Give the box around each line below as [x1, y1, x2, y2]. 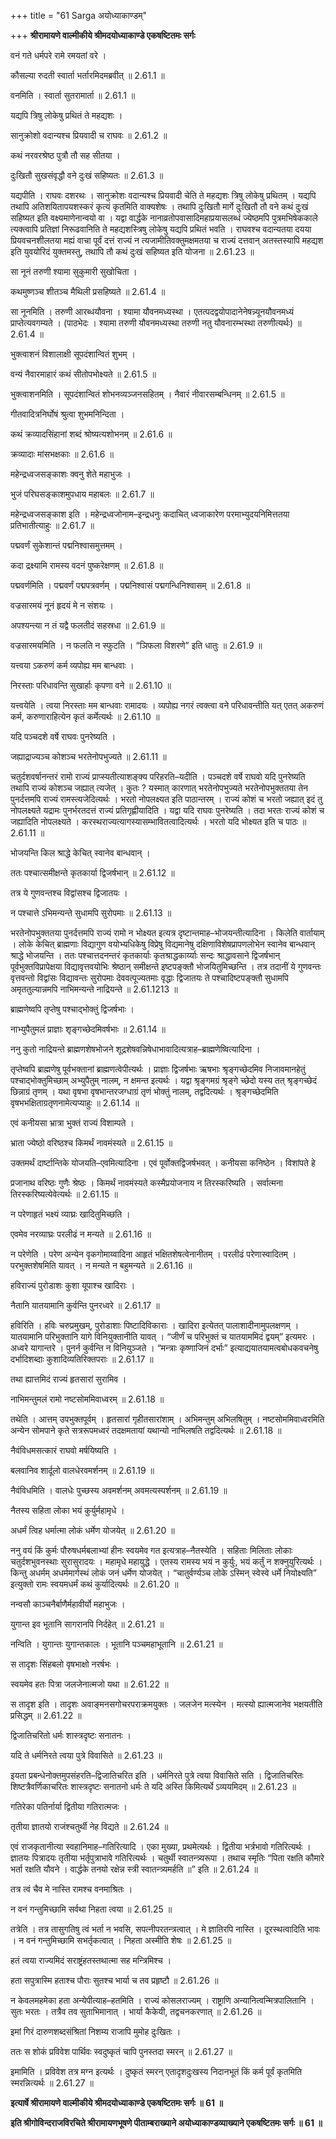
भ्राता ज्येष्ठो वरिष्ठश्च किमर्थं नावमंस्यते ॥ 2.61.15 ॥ [10, 1137, 173, 1149]
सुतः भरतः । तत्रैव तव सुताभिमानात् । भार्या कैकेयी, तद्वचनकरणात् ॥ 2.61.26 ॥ [10, 2006, 262, 2017]
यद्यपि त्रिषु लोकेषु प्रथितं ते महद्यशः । [10, 110, 123, 121]
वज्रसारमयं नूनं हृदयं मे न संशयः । [10, 600, 114, 611]
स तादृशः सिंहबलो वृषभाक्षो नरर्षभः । [10, 1658, 120, 1670]
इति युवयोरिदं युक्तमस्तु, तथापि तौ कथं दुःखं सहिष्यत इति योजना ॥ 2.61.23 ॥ [10, 246, 255, 257]
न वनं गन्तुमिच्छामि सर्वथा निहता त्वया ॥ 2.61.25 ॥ [10, 1903, 173, 1915]
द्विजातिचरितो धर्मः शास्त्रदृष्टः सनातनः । [10, 1730, 132, 1741]
